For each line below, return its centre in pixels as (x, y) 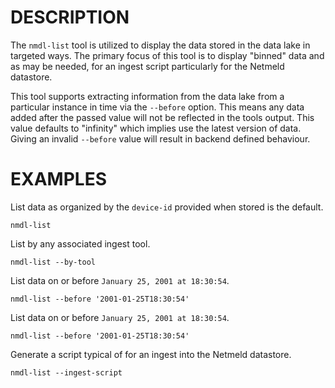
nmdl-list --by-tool (53, 262)
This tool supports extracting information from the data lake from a (147, 96)
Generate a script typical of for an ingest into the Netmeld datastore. (151, 354)
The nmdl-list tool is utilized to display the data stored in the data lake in (160, 45)
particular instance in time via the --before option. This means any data (157, 107)
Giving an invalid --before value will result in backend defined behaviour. (160, 138)
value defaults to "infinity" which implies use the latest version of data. (156, 128)
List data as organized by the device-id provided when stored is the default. (167, 207)
